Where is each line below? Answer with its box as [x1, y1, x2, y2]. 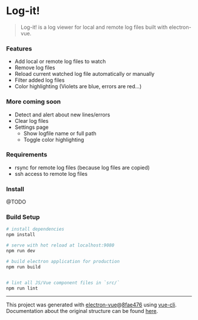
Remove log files [14, 64, 55, 71]
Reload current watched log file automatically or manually [14, 71, 155, 78]
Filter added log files [14, 76, 65, 84]
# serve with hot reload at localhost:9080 [6, 242, 115, 248]
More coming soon [6, 98, 61, 106]
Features [6, 44, 32, 52]
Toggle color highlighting [23, 136, 84, 143]
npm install [6, 232, 35, 238]
